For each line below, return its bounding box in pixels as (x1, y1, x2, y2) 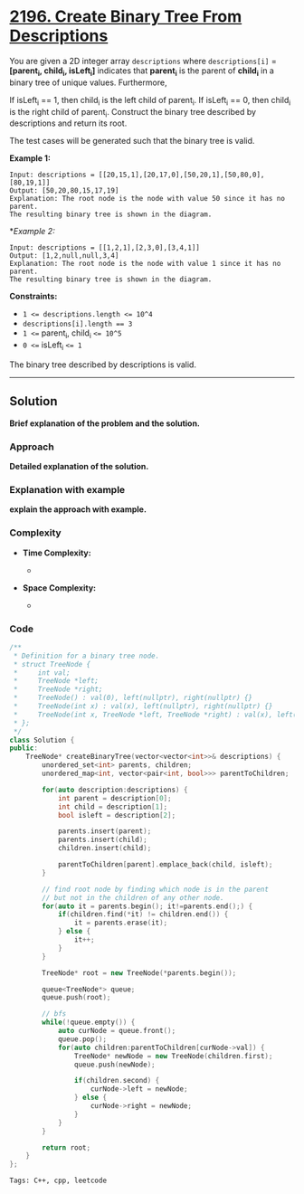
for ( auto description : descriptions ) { (42, 785, 188, 794)
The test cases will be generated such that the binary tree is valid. (9, 136, 255, 147)
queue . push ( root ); (42, 993, 111, 1002)
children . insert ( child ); (57, 844, 152, 853)
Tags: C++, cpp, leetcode (9, 1176, 107, 1186)
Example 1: (9, 153, 52, 164)
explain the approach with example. (9, 504, 147, 515)
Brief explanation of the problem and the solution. (9, 418, 201, 429)
